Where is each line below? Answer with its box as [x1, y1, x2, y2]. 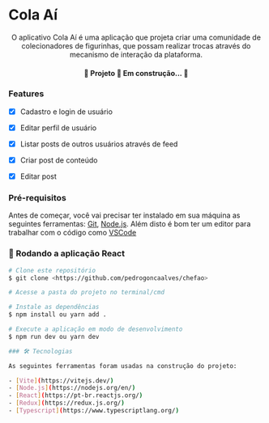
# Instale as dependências [8, 303, 100, 311]
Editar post [19, 171, 57, 181]
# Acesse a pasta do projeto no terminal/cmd [8, 289, 164, 297]
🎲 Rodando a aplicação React [8, 248, 126, 260]
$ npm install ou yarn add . [8, 311, 107, 319]
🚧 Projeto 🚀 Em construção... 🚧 [83, 68, 189, 78]
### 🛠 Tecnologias [8, 347, 73, 355]
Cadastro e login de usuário [19, 107, 113, 116]
